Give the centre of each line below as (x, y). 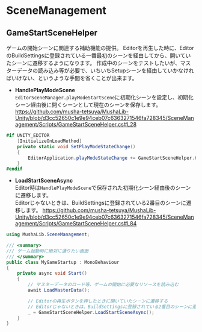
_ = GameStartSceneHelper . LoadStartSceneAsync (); (91, 312)
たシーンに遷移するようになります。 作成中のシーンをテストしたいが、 (93, 63)
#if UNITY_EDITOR (28, 136)
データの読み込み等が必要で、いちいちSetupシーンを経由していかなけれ (105, 70)
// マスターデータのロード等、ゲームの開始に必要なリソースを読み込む (103, 285)
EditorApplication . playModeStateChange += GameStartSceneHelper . (112, 158)
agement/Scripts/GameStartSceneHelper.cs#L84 (76, 224)
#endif (14, 169)
